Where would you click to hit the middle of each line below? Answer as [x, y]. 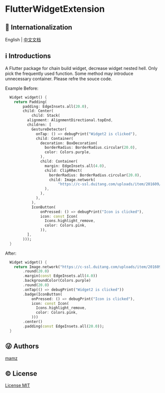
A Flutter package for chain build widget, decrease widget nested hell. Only [82, 68]
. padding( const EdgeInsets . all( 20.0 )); [64, 326]
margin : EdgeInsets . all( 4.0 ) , [75, 166]
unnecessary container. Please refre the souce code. [59, 79]
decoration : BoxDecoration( [69, 143]
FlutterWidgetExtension [55, 9]
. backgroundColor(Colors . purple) [57, 281]
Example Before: [22, 88]
